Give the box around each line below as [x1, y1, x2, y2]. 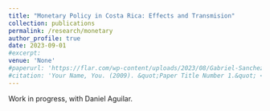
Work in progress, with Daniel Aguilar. [8, 93, 133, 103]
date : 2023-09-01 [8, 42, 67, 50]
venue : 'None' [8, 57, 56, 65]
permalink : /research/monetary [8, 27, 113, 35]
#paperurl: [8, 64, 45, 72]
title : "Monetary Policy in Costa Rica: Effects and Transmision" [8, 11, 235, 20]
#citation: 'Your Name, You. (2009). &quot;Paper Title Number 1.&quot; [8, 72, 257, 80]
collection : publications [8, 19, 95, 27]
